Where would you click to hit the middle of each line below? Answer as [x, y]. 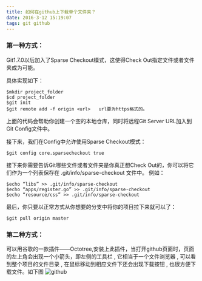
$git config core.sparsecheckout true [55, 153]
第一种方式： [25, 46]
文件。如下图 [27, 271]
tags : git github [28, 23]
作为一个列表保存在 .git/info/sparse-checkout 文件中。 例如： [88, 172]
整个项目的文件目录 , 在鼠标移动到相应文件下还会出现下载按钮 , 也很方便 [101, 264]
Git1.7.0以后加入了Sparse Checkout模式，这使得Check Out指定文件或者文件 [101, 60]
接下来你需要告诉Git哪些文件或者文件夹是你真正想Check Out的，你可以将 [98, 165]
